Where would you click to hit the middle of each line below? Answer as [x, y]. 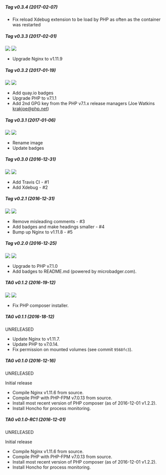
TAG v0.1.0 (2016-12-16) [30, 361]
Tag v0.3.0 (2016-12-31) [30, 159]
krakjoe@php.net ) [31, 109]
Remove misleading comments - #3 [49, 221]
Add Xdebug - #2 [30, 187]
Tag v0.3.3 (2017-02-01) [31, 36]
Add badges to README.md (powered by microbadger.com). [74, 271]
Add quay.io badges [33, 93]
